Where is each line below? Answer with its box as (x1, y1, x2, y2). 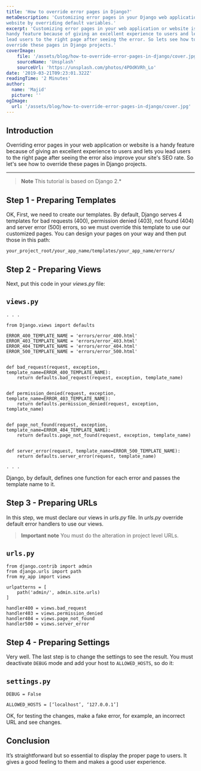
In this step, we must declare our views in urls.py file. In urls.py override (6, 514, 184, 521)
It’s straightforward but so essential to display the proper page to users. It (6, 752, 187, 759)
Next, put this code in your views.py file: (6, 280, 106, 287)
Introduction (6, 125, 54, 135)
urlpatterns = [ (6, 584, 47, 590)
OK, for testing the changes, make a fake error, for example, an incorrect (6, 712, 185, 719)
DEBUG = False (6, 691, 42, 697)
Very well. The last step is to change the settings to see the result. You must (6, 653, 193, 660)
